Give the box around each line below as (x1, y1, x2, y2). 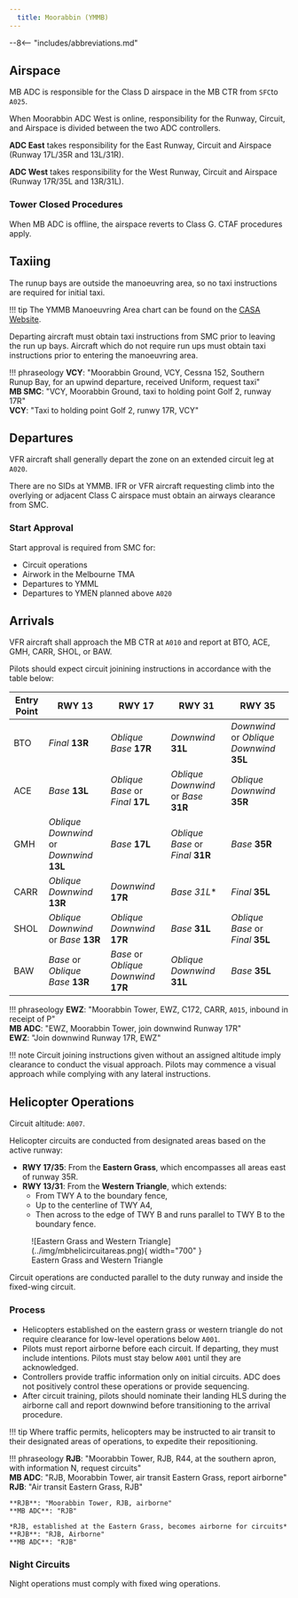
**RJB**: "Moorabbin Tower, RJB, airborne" (9, 1498, 173, 1507)
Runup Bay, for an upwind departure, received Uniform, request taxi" (9, 376, 261, 387)
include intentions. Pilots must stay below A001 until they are (21, 1353, 241, 1363)
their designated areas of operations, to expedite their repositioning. (9, 1435, 259, 1446)
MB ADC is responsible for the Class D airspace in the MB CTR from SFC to (9, 86, 278, 98)
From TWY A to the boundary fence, (35, 1191, 169, 1201)
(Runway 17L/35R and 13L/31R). (9, 149, 124, 160)
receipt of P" (9, 1014, 56, 1024)
